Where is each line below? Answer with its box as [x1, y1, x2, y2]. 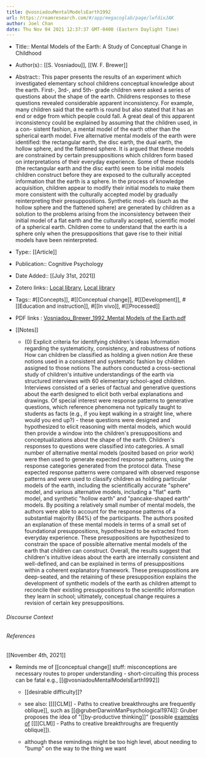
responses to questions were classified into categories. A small [24, 443, 184, 450]
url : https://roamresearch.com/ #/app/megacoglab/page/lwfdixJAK [6, 15, 174, 21]
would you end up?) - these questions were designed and [24, 416, 170, 424]
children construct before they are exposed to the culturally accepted [15, 171, 191, 179]
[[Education [15, 302, 45, 310]
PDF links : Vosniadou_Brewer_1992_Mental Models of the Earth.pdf [15, 315, 186, 322]
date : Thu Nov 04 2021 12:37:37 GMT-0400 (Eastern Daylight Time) [6, 26, 180, 33]
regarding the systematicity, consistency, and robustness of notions [24, 345, 196, 352]
